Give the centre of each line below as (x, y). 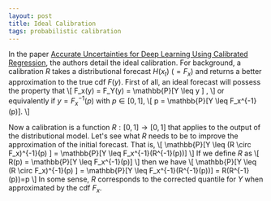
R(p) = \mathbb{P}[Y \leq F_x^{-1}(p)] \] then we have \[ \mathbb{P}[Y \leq (133, 162)
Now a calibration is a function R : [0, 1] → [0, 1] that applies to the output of (135, 127)
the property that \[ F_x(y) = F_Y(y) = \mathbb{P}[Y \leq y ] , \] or (116, 91)
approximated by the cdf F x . (55, 188)
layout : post (30, 16)
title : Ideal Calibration (52, 24)
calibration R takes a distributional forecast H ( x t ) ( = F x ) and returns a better (135, 72)
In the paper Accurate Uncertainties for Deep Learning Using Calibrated (129, 55)
